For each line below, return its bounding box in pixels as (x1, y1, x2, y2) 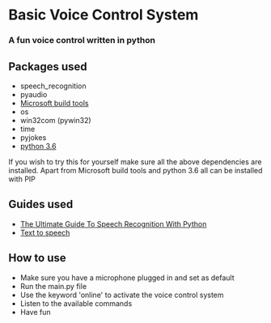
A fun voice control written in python (8, 35, 156, 46)
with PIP (8, 174, 36, 184)
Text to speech (19, 227, 70, 237)
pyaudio (19, 89, 48, 99)
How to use (8, 251, 66, 265)
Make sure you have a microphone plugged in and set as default (19, 273, 235, 283)
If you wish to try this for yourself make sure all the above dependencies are (8, 156, 262, 167)
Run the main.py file (19, 281, 87, 291)
